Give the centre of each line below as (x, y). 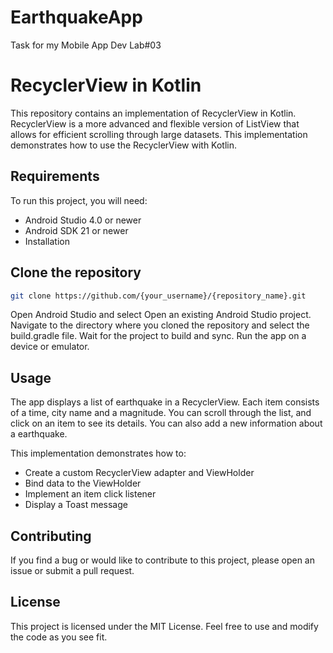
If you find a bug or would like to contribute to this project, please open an (162, 560)
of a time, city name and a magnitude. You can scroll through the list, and (161, 413)
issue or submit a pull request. (72, 570)
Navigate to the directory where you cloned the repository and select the (160, 325)
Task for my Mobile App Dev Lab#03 (86, 45)
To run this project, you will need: (79, 200)
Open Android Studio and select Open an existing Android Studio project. (161, 315)
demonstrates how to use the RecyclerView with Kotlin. (124, 145)
